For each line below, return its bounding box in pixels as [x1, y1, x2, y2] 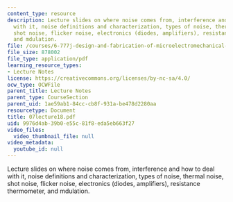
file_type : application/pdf [7, 56, 89, 62]
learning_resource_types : [7, 62, 82, 69]
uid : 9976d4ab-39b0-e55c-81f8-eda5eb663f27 [7, 119, 135, 127]
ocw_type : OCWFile [7, 81, 60, 88]
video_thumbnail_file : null [13, 133, 95, 140]
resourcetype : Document [7, 107, 76, 114]
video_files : [7, 126, 45, 133]
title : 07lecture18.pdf [7, 113, 76, 120]
